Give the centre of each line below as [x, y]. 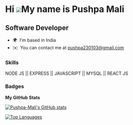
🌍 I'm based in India [34, 40]
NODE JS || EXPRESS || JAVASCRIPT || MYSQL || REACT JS [67, 73]
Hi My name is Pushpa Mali [65, 9]
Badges [14, 86]
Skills [12, 62]
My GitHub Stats [23, 97]
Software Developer [37, 28]
